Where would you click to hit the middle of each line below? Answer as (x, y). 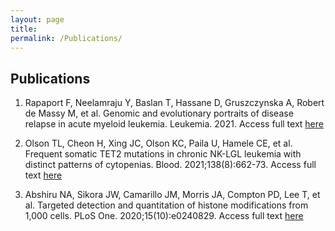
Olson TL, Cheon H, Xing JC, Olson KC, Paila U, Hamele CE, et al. (158, 143)
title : (24, 29)
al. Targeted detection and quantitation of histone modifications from (166, 205)
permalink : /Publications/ (66, 38)
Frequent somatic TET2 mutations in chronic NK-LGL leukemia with (163, 154)
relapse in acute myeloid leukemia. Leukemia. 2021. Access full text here (174, 124)
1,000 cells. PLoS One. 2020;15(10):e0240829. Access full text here (164, 216)
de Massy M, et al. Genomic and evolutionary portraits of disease (159, 113)
